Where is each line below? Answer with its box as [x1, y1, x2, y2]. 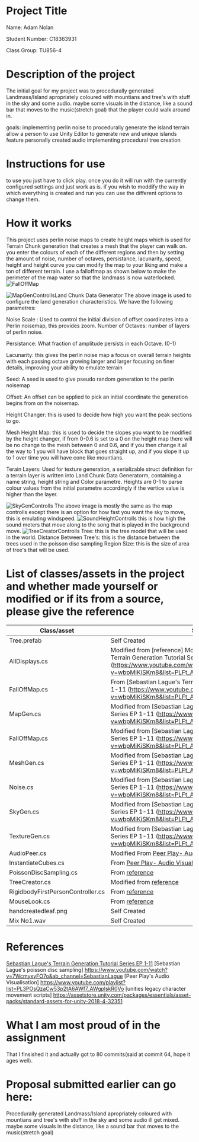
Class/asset [40, 626, 75, 634]
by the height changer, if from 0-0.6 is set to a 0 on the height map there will [6, 435, 192, 442]
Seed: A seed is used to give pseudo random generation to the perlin [6, 375, 174, 382]
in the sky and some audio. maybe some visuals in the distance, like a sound [6, 100, 192, 107]
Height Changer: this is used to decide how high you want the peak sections [6, 411, 192, 418]
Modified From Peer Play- [110, 849, 184, 857]
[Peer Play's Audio [124, 972, 170, 980]
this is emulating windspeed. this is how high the [6, 515, 186, 522]
